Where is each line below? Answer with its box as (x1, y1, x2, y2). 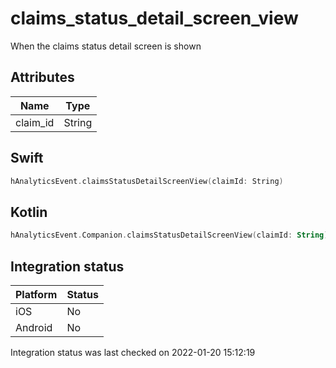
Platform (15, 287, 58, 301)
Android (15, 320, 53, 334)
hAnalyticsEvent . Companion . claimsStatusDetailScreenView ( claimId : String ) (10, 230, 329, 241)
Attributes (10, 69, 75, 86)
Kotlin (10, 203, 48, 221)
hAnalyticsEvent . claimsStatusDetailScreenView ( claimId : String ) (10, 176, 284, 186)
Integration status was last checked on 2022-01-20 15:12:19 (10, 346, 256, 358)
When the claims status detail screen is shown (10, 40, 202, 52)
